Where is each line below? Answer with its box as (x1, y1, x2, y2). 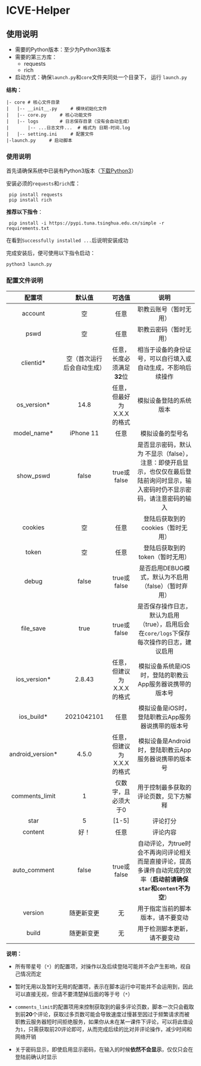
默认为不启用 (152, 573, 188, 581)
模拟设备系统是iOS (138, 662, 191, 670)
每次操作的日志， (137, 638, 185, 646)
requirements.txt (6, 226, 50, 232)
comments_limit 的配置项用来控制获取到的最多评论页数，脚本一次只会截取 (14, 1003, 194, 1010)
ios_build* (19, 712, 48, 721)
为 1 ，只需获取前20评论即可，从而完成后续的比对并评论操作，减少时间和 (14, 1025, 193, 1032)
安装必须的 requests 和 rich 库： (6, 180, 81, 187)
